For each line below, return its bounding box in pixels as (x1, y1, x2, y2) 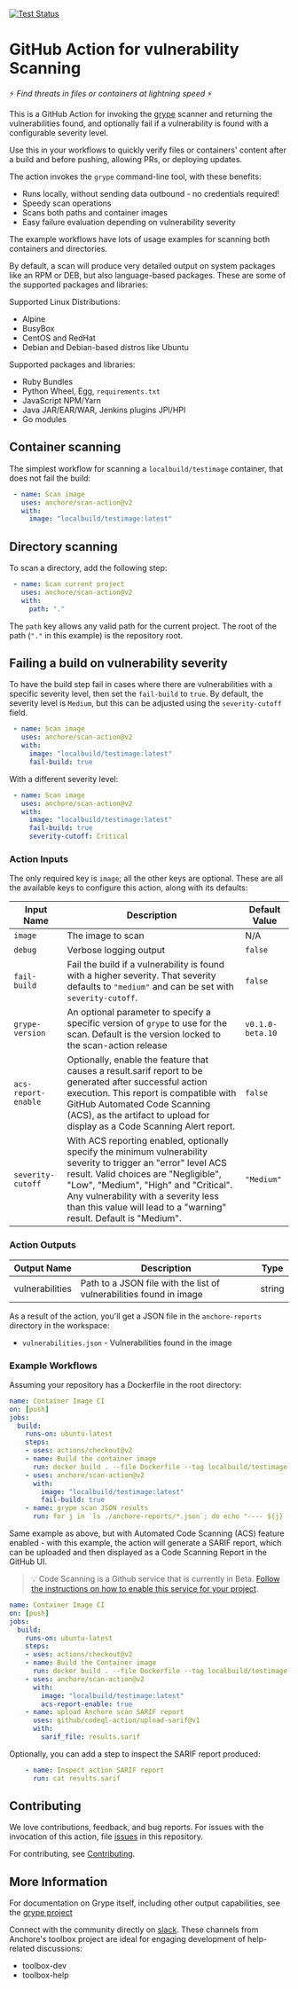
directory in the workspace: (9, 1319, 110, 1330)
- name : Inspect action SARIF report (25, 1766, 165, 1774)
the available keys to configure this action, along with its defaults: (9, 882, 248, 893)
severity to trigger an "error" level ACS (67, 1157, 228, 1170)
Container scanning (9, 440, 122, 455)
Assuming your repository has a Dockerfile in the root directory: (9, 1379, 242, 1390)
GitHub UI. (9, 1556, 47, 1567)
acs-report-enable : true (41, 1699, 133, 1709)
